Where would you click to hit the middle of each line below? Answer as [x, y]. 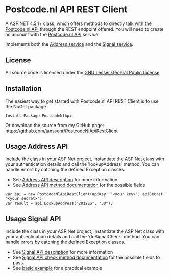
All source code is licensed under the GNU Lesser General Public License [82, 72]
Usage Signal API [33, 219]
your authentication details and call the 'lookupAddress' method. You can [82, 164]
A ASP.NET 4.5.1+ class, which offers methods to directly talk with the [79, 23]
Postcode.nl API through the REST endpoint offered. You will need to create [84, 29]
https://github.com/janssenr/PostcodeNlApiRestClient [62, 131]
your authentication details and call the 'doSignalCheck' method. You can [82, 237]
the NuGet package [26, 106]
